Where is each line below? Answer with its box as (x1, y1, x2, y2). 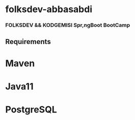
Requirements (5, 37, 51, 46)
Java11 (5, 81, 34, 92)
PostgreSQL (5, 104, 57, 115)
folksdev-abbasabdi (5, 4, 93, 15)
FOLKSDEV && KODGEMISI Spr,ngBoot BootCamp (5, 22, 130, 29)
